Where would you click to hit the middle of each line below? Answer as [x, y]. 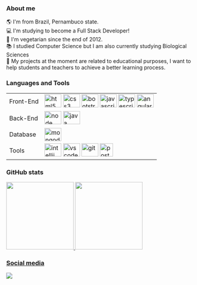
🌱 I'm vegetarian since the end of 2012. [54, 40]
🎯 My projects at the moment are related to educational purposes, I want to [99, 61]
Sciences [18, 55]
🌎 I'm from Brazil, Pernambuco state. [52, 22]
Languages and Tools [38, 83]
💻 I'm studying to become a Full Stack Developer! [68, 31]
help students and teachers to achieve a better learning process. [86, 68]
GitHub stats [25, 172]
